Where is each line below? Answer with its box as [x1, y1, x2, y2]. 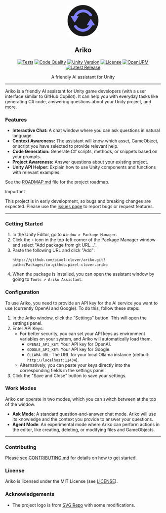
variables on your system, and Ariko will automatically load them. [19, 336, 152, 342]
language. [12, 132, 33, 138]
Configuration [5, 289, 40, 296]
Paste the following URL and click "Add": [12, 247, 95, 254]
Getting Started [5, 220, 43, 227]
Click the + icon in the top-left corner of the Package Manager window [12, 237, 156, 243]
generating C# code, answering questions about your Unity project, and [5, 98, 152, 104]
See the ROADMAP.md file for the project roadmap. [5, 179, 110, 185]
